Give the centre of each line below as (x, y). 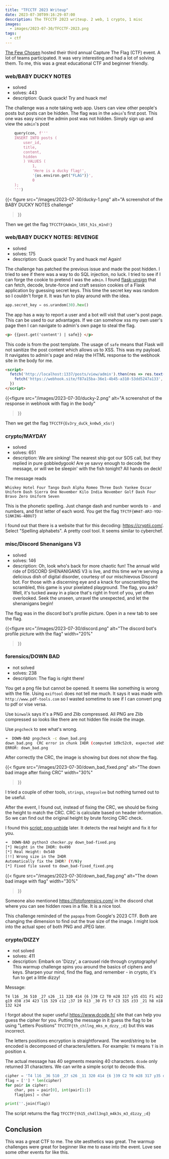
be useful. (16, 798)
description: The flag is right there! (48, 678)
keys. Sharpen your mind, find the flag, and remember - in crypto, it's (84, 972)
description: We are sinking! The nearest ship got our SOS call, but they (87, 458)
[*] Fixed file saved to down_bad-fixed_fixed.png (59, 866)
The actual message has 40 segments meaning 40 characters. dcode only (81, 1061)
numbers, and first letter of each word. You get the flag (62, 512)
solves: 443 (25, 93)
